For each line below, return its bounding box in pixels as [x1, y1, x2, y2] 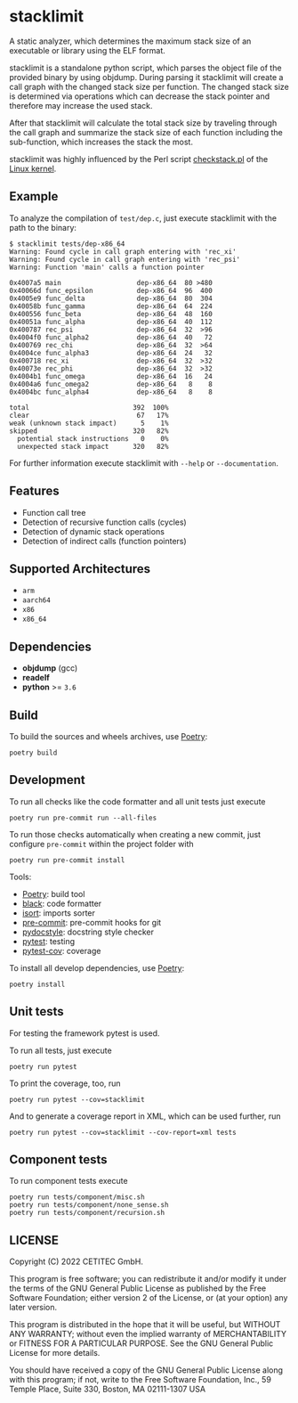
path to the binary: [9, 222, 77, 232]
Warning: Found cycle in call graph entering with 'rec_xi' [9, 247, 238, 256]
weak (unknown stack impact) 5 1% [9, 419, 169, 428]
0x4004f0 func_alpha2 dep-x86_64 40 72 [9, 332, 213, 342]
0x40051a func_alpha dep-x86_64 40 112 [9, 317, 213, 326]
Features [9, 484, 60, 499]
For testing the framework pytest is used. [9, 1027, 160, 1039]
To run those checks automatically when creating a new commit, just [9, 828, 261, 839]
